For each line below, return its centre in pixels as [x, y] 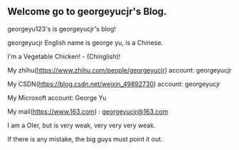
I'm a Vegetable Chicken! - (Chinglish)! [64, 56]
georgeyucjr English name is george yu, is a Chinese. [85, 43]
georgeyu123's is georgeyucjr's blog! [62, 28]
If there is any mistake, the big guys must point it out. [85, 139]
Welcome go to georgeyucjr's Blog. [87, 12]
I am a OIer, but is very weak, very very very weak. [81, 125]
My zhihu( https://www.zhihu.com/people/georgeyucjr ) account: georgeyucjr [119, 70]
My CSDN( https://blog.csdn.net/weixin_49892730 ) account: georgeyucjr [114, 84]
